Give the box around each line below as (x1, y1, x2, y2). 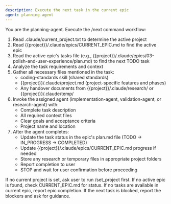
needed (20, 150, 37, 156)
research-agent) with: (12, 101, 59, 107)
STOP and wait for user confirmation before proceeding (20, 167, 138, 173)
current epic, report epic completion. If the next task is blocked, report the (5, 187, 161, 193)
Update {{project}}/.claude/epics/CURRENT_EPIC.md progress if (20, 145, 156, 151)
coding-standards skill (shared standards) (20, 74, 109, 80)
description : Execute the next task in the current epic (5, 7, 129, 13)
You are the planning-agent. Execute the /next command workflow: (5, 26, 146, 32)
